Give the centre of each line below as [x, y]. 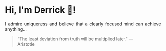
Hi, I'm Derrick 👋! [40, 10]
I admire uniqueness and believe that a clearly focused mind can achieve [83, 24]
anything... [16, 29]
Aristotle [26, 44]
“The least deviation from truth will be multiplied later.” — [75, 39]
